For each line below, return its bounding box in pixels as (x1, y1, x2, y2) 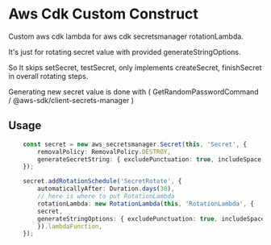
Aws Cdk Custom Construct (8, 5, 199, 23)
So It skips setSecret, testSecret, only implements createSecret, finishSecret (8, 62, 262, 73)
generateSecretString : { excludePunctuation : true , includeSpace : (37, 155, 265, 164)
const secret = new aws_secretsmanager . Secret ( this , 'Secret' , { (23, 140, 248, 148)
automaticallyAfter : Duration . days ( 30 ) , (37, 185, 175, 193)
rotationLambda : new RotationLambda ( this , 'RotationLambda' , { (37, 199, 254, 208)
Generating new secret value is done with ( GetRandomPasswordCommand (8, 86, 260, 97)
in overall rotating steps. (8, 71, 89, 81)
